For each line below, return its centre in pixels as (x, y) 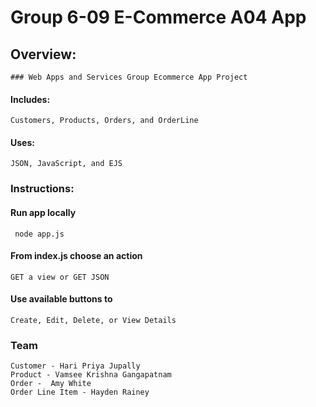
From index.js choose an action (76, 256)
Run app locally (43, 212)
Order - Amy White (51, 384)
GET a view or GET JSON (60, 277)
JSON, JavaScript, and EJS (66, 164)
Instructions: (42, 189)
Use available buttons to (61, 299)
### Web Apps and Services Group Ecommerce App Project (129, 77)
